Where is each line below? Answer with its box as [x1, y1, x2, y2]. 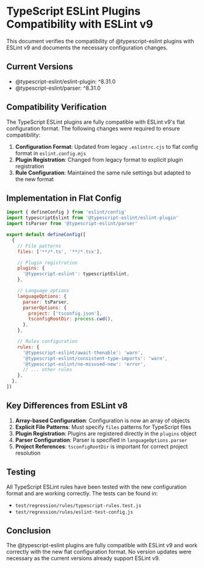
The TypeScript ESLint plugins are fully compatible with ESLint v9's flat [6, 118, 185, 126]
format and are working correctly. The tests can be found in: [6, 489, 158, 497]
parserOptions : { [22, 304, 67, 311]
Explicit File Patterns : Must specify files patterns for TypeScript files [15, 423, 191, 431]
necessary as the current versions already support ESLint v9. [6, 555, 161, 562]
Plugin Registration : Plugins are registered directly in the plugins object [15, 430, 197, 437]
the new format [15, 175, 54, 182]
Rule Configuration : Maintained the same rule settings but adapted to [15, 169, 191, 176]
